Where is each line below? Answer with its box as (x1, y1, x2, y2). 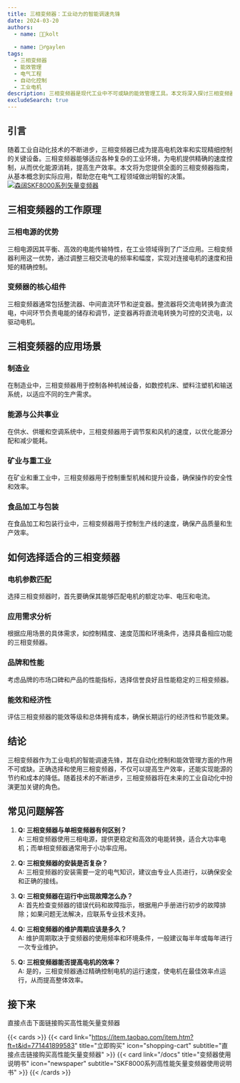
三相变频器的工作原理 (7, 204, 101, 216)
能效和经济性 (7, 695, 52, 705)
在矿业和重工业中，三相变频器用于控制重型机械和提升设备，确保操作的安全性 (7, 473, 233, 482)
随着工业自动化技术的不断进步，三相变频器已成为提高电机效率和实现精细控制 (7, 145, 233, 153)
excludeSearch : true (7, 97, 69, 104)
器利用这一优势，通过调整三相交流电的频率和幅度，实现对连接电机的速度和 (7, 253, 226, 262)
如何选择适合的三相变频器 (7, 551, 120, 563)
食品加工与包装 (7, 502, 59, 511)
